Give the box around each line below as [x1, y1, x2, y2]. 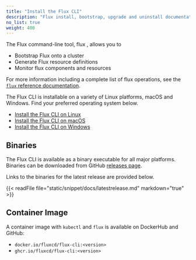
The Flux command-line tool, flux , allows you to [6, 41, 121, 48]
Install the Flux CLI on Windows [14, 123, 90, 130]
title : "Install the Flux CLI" [6, 8, 82, 15]
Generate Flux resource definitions [14, 58, 98, 65]
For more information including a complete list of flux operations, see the [6, 76, 181, 83]
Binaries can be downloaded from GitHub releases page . [6, 162, 142, 169]
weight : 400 [6, 25, 35, 31]
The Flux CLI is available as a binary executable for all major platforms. [6, 156, 176, 163]
